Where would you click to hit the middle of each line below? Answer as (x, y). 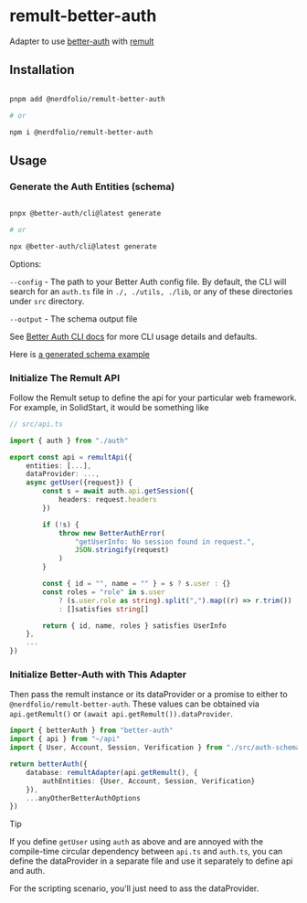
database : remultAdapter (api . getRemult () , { (112, 772)
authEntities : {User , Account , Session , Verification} (149, 781)
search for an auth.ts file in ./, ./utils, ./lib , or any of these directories (151, 291)
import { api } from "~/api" (65, 739)
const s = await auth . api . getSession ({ (118, 491)
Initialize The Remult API (65, 377)
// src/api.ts (37, 424)
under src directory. (47, 301)
